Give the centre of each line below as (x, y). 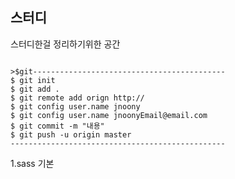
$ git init (33, 80)
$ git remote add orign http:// (77, 98)
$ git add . (35, 89)
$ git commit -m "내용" (57, 126)
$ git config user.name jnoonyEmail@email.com (109, 115)
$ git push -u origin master (71, 134)
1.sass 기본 (32, 163)
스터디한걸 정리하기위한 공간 (65, 44)
